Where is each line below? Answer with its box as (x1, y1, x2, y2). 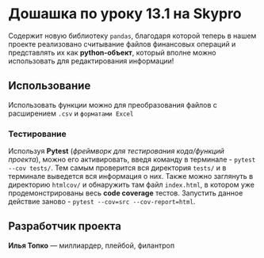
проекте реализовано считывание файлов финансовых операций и (8, 39, 236, 48)
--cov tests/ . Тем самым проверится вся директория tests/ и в (8, 163, 227, 173)
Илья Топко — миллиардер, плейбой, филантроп (8, 241, 175, 250)
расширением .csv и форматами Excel (8, 108, 134, 118)
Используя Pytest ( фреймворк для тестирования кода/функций (8, 146, 224, 156)
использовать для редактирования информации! (8, 56, 174, 66)
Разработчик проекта (8, 219, 121, 233)
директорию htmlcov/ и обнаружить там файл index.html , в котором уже (8, 180, 255, 190)
